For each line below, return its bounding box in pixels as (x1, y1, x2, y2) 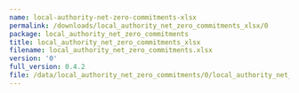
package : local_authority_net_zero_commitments (9, 29, 190, 38)
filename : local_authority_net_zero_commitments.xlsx (9, 46, 214, 55)
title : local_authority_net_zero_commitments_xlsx (9, 37, 201, 47)
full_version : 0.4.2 (9, 63, 86, 72)
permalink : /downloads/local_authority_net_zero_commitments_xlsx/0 (9, 21, 269, 30)
